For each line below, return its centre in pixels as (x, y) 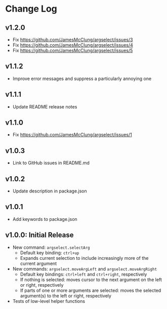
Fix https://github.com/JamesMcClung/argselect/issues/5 (73, 50)
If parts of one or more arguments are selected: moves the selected (91, 290)
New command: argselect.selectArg (51, 247)
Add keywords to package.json (45, 219)
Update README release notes (45, 106)
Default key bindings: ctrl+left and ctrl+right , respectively (83, 274)
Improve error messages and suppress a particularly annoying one (82, 79)
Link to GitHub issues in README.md (51, 163)
